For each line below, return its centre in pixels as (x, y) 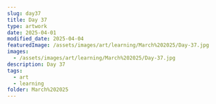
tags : (15, 70)
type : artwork (27, 26)
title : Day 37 (27, 20)
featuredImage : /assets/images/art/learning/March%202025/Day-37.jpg (108, 45)
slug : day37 (24, 13)
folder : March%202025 (38, 90)
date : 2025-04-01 (32, 32)
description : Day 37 (37, 64)
